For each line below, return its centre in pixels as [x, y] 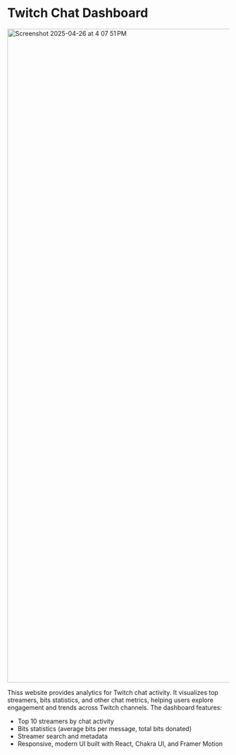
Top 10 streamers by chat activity [66, 721]
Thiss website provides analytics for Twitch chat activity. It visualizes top [113, 692]
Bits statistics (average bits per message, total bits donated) [105, 728]
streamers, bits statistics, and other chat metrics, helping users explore [110, 700]
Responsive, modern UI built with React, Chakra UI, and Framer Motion [120, 744]
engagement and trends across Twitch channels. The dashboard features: [115, 707]
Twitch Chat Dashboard [78, 13]
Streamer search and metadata [62, 736]
